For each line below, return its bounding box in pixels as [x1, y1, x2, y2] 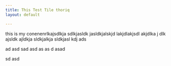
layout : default [5, 12, 40, 17]
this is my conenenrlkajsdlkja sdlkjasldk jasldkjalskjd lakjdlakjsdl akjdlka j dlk [5, 30, 166, 37]
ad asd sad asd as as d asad [5, 46, 66, 52]
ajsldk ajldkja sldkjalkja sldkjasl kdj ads [5, 36, 87, 42]
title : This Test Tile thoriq [5, 7, 70, 13]
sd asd [5, 55, 19, 61]
